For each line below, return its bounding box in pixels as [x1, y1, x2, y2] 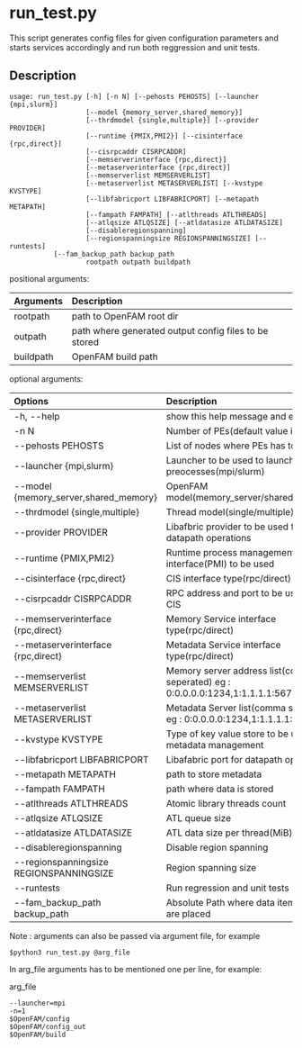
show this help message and [165, 410, 287, 422]
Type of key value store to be [165, 727, 289, 740]
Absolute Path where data [165, 896, 276, 908]
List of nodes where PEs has [165, 439, 286, 452]
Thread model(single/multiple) [165, 505, 295, 518]
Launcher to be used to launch [165, 454, 295, 466]
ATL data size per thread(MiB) [165, 827, 293, 839]
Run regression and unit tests [165, 881, 289, 894]
